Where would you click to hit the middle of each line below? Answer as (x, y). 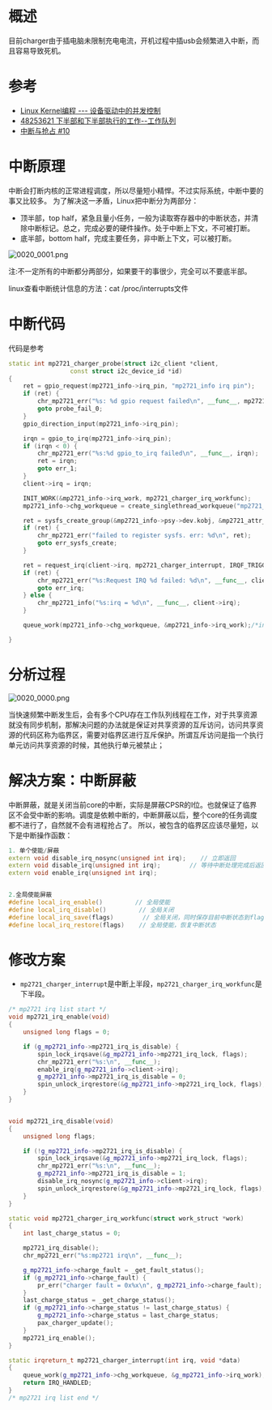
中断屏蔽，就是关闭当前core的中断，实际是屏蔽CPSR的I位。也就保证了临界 (133, 804)
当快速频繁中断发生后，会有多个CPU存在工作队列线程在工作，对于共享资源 (133, 714)
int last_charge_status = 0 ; (72, 1233)
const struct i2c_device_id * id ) (126, 371)
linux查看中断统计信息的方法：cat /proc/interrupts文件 (98, 288)
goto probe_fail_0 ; (70, 409)
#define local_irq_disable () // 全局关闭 (91, 910)
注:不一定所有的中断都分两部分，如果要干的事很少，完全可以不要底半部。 (130, 271)
